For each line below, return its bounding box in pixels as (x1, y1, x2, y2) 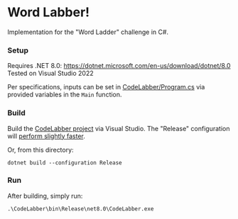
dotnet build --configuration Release (7, 159, 122, 167)
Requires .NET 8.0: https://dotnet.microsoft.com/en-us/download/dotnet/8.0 (7, 62, 231, 70)
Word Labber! (7, 4, 90, 21)
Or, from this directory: (7, 145, 74, 154)
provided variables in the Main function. (7, 90, 122, 99)
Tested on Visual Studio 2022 (7, 69, 94, 78)
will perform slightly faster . (7, 132, 85, 140)
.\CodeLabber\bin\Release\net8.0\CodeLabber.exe (7, 205, 154, 213)
